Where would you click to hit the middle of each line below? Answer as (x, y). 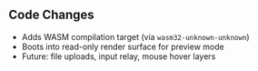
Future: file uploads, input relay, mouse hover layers (119, 56)
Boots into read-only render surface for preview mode (123, 46)
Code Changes (51, 15)
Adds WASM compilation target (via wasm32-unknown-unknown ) (136, 36)
